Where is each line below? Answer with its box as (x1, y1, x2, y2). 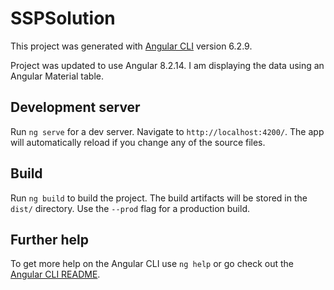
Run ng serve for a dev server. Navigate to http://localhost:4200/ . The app (10, 125, 325, 137)
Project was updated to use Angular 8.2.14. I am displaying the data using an (10, 59, 325, 71)
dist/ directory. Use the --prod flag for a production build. (10, 202, 250, 214)
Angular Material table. (10, 70, 105, 82)
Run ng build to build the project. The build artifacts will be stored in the (10, 192, 308, 204)
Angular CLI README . (10, 268, 101, 281)
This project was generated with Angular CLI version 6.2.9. (10, 40, 253, 52)
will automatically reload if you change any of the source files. (10, 136, 266, 148)
